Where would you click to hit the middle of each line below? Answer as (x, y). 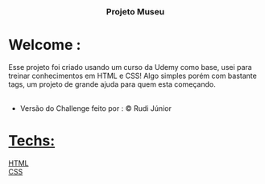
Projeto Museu (135, 11)
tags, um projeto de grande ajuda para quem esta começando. (112, 84)
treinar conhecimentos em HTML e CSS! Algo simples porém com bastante (133, 76)
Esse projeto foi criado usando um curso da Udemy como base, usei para (130, 67)
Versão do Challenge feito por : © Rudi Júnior (95, 108)
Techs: (32, 141)
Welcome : (45, 45)
